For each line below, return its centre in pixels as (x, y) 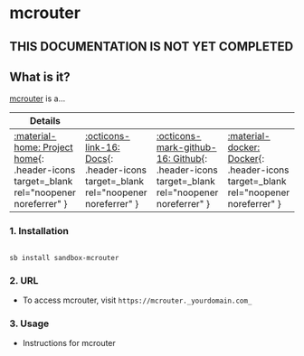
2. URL (24, 280)
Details (45, 121)
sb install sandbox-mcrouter (64, 258)
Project (58, 147)
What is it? (40, 76)
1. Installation (39, 231)
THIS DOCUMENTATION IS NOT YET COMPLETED (152, 47)
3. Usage (29, 323)
